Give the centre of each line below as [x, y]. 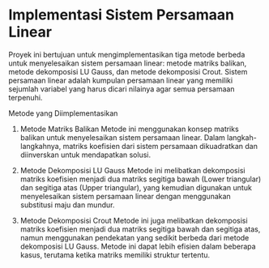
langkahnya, [41, 146]
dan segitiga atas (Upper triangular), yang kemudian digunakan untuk [136, 187]
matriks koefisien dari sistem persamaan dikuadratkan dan [160, 146]
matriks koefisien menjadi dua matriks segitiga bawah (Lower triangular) [141, 179]
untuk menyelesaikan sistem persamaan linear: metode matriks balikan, [128, 63]
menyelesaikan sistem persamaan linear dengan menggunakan [125, 196]
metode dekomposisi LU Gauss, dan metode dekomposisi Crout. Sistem [128, 71]
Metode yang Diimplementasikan [63, 113]
